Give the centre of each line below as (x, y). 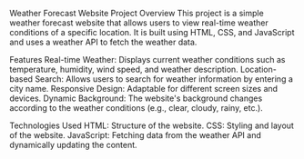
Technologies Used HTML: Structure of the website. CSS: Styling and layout (152, 125)
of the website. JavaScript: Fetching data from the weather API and (136, 135)
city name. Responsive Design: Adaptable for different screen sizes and (144, 89)
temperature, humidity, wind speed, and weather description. (124, 69)
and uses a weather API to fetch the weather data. (103, 42)
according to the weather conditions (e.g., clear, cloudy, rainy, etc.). (137, 108)
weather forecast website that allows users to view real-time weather (139, 23)
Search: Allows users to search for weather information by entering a (164, 79)
